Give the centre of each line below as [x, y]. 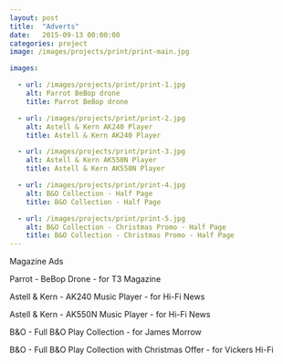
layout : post [34, 18]
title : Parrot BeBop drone [77, 101]
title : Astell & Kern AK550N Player [96, 169]
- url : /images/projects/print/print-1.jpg [101, 85]
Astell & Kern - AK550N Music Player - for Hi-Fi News [110, 315]
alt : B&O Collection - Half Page [89, 193]
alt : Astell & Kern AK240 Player [89, 127]
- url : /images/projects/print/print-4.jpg [101, 185]
